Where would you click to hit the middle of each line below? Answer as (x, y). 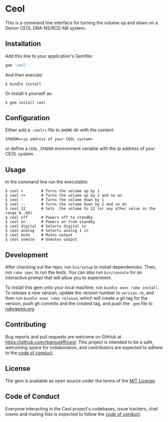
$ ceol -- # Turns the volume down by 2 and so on (66, 204)
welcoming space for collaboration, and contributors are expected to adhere (84, 347)
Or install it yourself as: (29, 93)
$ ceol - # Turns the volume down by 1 (55, 200)
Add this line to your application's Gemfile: (49, 56)
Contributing (26, 325)
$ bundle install (23, 84)
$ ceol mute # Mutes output (39, 235)
